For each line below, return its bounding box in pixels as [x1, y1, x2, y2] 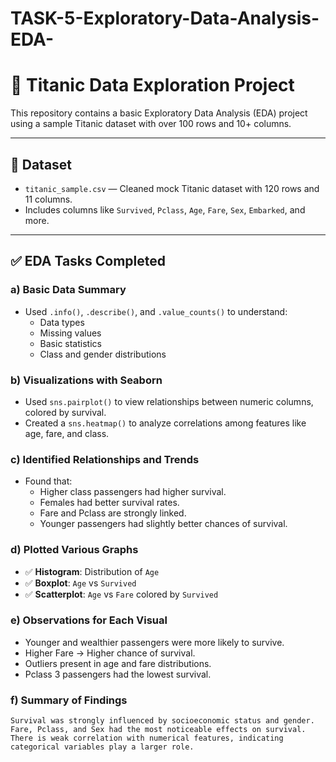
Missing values [39, 327, 102, 339]
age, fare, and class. [24, 427, 110, 439]
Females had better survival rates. [39, 497, 180, 509]
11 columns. [24, 193, 73, 205]
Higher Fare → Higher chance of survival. [24, 647, 196, 659]
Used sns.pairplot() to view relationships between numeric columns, [24, 395, 314, 407]
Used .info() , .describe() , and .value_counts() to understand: [24, 305, 288, 317]
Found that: [24, 475, 73, 487]
